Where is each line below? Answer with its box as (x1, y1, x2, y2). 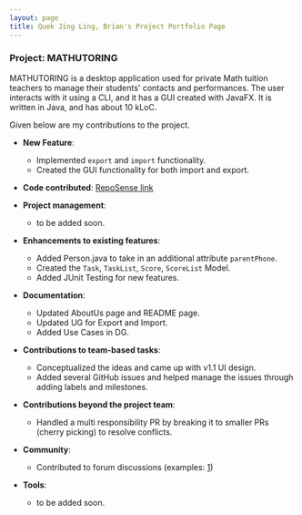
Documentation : (22, 289, 86, 301)
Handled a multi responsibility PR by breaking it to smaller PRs (35, 417, 269, 427)
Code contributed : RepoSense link (22, 181, 154, 192)
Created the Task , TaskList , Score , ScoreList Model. (35, 262, 231, 273)
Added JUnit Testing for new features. (35, 272, 180, 283)
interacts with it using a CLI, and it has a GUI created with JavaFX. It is (9, 92, 272, 103)
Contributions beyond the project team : (22, 398, 176, 410)
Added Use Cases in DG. (35, 326, 130, 337)
